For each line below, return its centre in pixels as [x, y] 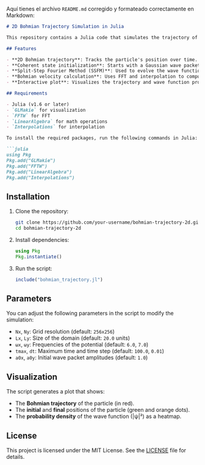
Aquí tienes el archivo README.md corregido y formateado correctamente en [100, 9]
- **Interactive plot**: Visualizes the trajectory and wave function [98, 82]
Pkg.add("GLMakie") [31, 160]
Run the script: [34, 268]
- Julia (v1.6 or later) [38, 104]
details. [16, 457]
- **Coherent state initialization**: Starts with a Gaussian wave [94, 65]
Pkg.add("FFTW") [27, 166]
